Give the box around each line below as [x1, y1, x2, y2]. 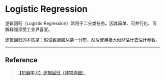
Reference [5, 56, 38, 64]
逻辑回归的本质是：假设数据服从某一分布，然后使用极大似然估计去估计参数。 [5, 37, 160, 43]
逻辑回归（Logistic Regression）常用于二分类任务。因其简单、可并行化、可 [5, 20, 157, 26]
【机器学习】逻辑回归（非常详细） [17, 70, 86, 76]
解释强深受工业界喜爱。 [5, 26, 53, 32]
